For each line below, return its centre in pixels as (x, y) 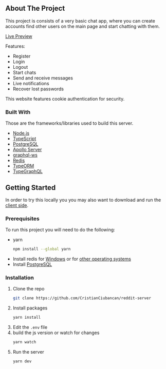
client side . (17, 205)
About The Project (35, 8)
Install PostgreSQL (32, 264)
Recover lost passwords (38, 89)
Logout (20, 67)
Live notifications (31, 83)
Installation (20, 278)
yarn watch (24, 342)
